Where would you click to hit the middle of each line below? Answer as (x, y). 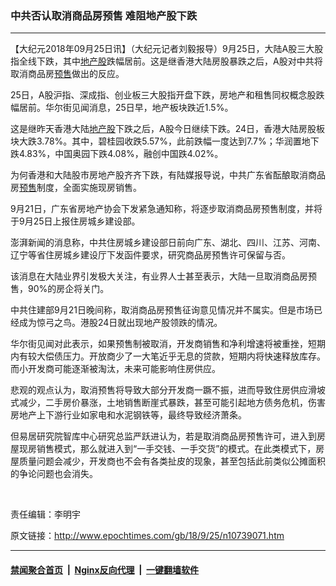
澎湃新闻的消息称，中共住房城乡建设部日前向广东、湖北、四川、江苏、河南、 (168, 243)
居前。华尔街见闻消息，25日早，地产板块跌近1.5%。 (126, 108)
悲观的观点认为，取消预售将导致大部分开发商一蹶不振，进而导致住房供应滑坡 (168, 390)
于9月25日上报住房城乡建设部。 (75, 221)
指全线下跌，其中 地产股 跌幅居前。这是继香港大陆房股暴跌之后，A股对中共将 (166, 61)
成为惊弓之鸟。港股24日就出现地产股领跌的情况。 (120, 323)
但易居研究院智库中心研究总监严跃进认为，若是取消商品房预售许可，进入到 (163, 436)
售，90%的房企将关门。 (60, 289)
